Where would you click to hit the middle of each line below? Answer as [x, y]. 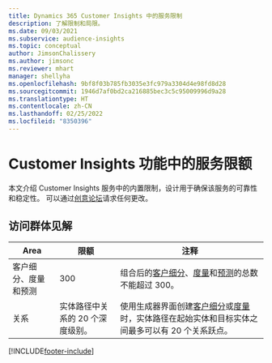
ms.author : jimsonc [41, 62]
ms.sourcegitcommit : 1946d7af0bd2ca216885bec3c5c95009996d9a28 [117, 91]
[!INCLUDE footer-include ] [51, 351]
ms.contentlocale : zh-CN [50, 106]
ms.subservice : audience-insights [67, 38]
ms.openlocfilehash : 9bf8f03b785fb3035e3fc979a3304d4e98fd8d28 [117, 83]
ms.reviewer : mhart [41, 69]
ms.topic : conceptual [45, 46]
